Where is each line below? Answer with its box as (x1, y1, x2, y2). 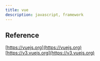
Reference (5, 31, 39, 40)
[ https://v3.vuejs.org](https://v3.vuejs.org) (5, 50, 95, 56)
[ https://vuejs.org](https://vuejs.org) (5, 44, 82, 51)
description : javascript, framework (5, 12, 84, 17)
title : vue (5, 7, 29, 13)
